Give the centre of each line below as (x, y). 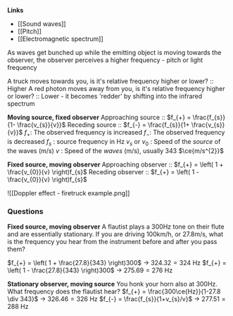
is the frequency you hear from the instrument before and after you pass (112, 241)
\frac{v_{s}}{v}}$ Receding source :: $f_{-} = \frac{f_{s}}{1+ (103, 125)
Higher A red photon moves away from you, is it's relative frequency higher (116, 89)
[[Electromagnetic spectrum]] (60, 39)
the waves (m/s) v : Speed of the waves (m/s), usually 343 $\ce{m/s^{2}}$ (115, 150)
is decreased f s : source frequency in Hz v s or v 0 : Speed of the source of (114, 142)
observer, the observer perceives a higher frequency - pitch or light (105, 60)
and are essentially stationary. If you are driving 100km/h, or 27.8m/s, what (115, 234)
